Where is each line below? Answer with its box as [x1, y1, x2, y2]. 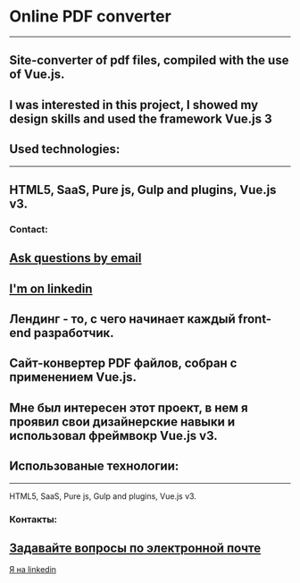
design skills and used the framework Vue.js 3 [9, 111, 272, 126]
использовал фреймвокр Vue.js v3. [9, 427, 219, 444]
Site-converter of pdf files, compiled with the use [9, 53, 289, 68]
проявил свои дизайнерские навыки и [9, 414, 236, 429]
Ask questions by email [9, 250, 142, 266]
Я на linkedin [9, 564, 56, 575]
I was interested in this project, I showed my [9, 97, 259, 113]
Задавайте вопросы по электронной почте [9, 540, 262, 555]
